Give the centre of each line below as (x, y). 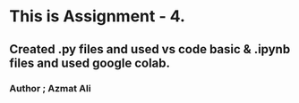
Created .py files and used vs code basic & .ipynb (150, 49)
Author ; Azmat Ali (50, 88)
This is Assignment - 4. (98, 16)
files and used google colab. (90, 63)
